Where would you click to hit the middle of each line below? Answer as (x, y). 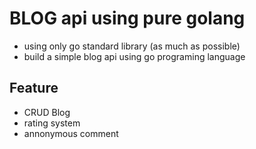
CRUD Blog (47, 112)
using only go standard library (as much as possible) (132, 46)
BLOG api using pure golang (127, 18)
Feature (34, 88)
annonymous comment (71, 133)
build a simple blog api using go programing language (134, 56)
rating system (52, 123)
